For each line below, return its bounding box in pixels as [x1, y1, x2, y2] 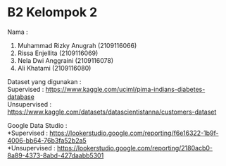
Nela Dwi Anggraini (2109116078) [17, 56, 114, 64]
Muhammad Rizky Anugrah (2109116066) [17, 41, 137, 49]
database [7, 93, 35, 101]
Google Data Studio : [7, 121, 68, 129]
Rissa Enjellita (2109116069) [17, 49, 99, 57]
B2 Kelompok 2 [7, 4, 98, 20]
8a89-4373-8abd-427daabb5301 [7, 151, 104, 160]
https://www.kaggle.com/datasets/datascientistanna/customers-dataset [7, 107, 217, 116]
